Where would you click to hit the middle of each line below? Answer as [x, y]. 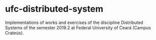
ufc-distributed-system [54, 9]
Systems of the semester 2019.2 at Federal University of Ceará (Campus [78, 27]
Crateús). [14, 33]
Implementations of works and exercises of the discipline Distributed [74, 22]
